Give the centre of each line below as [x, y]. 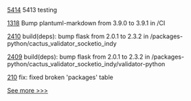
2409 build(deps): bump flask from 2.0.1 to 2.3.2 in [79, 57]
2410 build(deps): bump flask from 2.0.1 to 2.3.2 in [78, 36]
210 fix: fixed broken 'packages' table [60, 77]
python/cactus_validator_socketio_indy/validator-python [86, 64]
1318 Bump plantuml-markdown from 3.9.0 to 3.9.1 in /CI [86, 23]
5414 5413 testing [32, 10]
